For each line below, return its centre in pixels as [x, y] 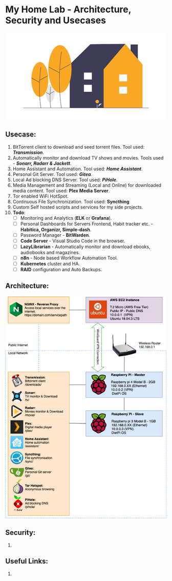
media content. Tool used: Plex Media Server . [61, 190]
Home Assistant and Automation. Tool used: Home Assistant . [78, 169]
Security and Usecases [56, 20]
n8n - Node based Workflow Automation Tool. [69, 258]
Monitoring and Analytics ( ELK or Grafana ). [66, 218]
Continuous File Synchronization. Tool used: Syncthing [71, 201]
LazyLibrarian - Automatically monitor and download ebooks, [85, 247]
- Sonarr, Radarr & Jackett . [42, 163]
